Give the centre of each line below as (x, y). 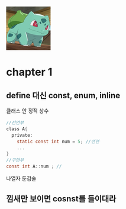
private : (22, 135)
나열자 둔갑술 (21, 179)
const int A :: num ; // (34, 166)
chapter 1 (29, 72)
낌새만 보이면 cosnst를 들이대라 (61, 199)
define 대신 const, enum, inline (63, 95)
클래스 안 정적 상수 (28, 111)
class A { (17, 129)
